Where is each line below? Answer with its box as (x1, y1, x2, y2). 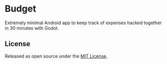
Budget (5, 3, 37, 15)
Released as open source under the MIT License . (5, 53, 108, 59)
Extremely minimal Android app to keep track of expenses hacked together (5, 20, 162, 26)
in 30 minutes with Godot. (5, 25, 59, 31)
